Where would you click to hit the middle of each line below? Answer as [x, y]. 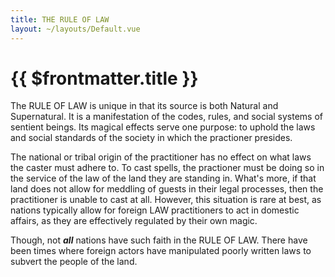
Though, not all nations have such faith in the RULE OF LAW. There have [159, 240]
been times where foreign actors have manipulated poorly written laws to [161, 251]
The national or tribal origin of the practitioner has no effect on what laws [161, 157]
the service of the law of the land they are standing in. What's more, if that [163, 178]
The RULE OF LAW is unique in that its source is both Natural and [144, 106]
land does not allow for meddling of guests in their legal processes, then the [167, 189]
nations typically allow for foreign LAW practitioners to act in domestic [155, 210]
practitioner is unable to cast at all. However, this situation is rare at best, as [166, 200]
